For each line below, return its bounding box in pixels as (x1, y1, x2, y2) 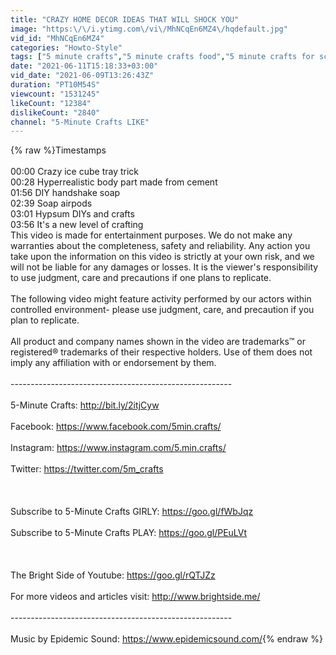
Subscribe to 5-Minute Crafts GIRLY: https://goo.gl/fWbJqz (10, 506, 254, 518)
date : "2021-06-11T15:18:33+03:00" (10, 61, 159, 71)
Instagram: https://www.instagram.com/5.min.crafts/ (10, 442, 227, 454)
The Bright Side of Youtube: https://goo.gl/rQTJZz (10, 569, 216, 581)
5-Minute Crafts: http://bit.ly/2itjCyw (10, 399, 160, 411)
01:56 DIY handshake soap (10, 187, 121, 199)
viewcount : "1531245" (10, 89, 101, 99)
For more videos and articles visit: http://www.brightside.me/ (10, 591, 261, 603)
